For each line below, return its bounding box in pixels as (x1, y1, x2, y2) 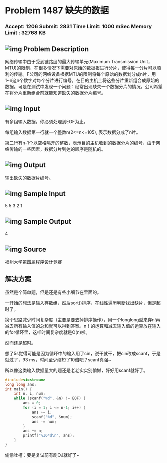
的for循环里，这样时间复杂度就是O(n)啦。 (5, 329, 90, 335)
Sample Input (23, 189, 66, 198)
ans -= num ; (31, 419, 57, 424)
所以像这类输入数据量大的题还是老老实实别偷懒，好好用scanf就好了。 (5, 367, 148, 373)
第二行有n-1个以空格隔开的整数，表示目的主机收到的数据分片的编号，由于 (5, 140, 156, 146)
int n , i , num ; (14, 391, 46, 396)
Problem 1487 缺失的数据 (5, 5, 109, 16)
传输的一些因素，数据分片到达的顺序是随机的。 (9, 146, 106, 152)
